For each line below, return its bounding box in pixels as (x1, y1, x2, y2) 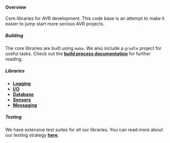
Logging (12, 80, 31, 87)
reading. (5, 56, 23, 62)
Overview (5, 4, 27, 10)
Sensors (12, 97, 31, 103)
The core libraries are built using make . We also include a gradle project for (5, 45, 162, 51)
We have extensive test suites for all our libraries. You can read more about (5, 127, 163, 133)
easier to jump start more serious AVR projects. (5, 21, 105, 27)
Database (12, 92, 34, 98)
